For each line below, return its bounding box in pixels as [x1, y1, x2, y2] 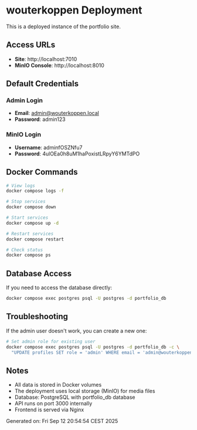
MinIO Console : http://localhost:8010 [14, 62, 104, 69]
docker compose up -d [6, 220, 59, 226]
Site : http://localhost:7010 [14, 55, 77, 62]
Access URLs [6, 40, 56, 50]
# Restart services [6, 231, 54, 236]
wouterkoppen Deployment [6, 4, 142, 17]
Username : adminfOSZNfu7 [14, 144, 83, 151]
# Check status [6, 247, 43, 253]
